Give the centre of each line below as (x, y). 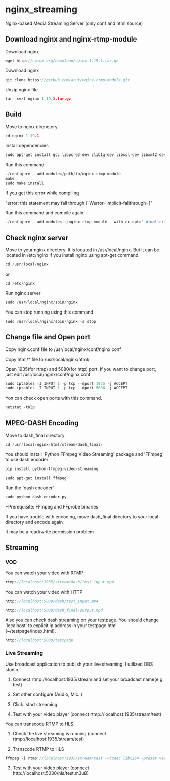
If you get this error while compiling (42, 193)
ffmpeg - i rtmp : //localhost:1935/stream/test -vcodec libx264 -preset (81, 758)
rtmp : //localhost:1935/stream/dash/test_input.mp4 (60, 582)
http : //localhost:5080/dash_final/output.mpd (54, 610)
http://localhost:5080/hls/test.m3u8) (51, 773)
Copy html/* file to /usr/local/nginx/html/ (47, 359)
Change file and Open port (48, 337)
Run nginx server (23, 293)
